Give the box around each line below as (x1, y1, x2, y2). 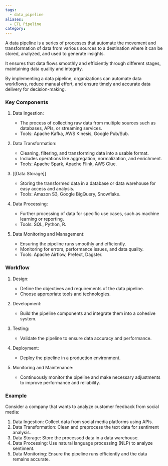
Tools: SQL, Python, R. (20, 221, 67, 227)
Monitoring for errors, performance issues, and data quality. (20, 246, 144, 252)
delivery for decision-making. (5, 86, 66, 92)
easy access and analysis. (20, 186, 74, 192)
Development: (12, 300, 42, 306)
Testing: (12, 325, 30, 331)
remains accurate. (12, 456, 50, 462)
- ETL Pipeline (10, 21, 42, 27)
